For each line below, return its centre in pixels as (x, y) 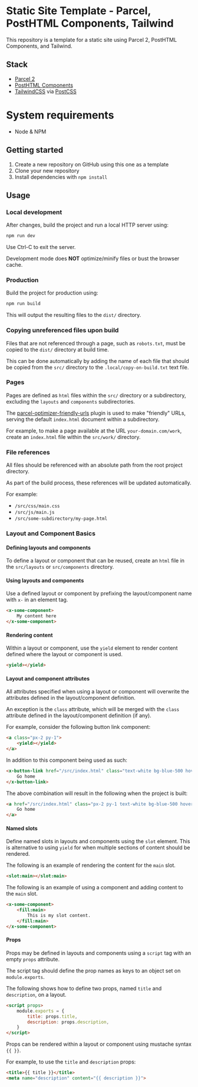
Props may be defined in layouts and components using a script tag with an (99, 953)
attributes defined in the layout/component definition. (71, 698)
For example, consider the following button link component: (78, 727)
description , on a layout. (36, 994)
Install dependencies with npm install (61, 177)
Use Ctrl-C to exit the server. (41, 247)
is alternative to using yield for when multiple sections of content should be (98, 847)
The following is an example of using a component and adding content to (95, 888)
